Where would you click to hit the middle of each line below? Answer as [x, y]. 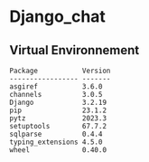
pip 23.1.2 [58, 110]
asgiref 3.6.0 [56, 87]
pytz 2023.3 [58, 119]
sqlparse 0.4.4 [56, 134]
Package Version [60, 71]
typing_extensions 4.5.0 [56, 142]
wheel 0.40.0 [58, 150]
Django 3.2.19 [58, 102]
